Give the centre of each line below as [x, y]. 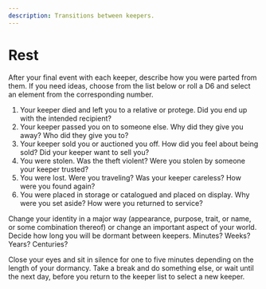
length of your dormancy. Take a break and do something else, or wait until [131, 267]
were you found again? [57, 186]
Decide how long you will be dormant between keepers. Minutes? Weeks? [129, 236]
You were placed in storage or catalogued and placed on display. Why [135, 194]
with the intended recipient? [65, 118]
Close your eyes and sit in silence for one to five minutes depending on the [131, 259]
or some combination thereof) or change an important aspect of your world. [133, 227]
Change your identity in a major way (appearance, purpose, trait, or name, [130, 218]
